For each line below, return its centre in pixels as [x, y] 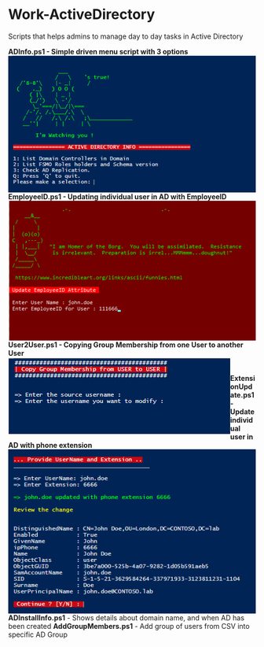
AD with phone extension [50, 445]
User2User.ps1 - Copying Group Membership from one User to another [126, 345]
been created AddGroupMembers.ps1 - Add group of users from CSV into [129, 626]
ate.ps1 [242, 394]
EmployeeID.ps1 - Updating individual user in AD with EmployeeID [117, 196]
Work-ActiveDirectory [82, 15]
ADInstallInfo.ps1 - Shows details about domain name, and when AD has [126, 617]
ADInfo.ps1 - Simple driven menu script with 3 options [98, 51]
